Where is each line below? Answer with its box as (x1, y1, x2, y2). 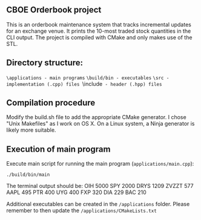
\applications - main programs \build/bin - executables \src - (6, 75, 170, 81)
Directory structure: (6, 57, 84, 68)
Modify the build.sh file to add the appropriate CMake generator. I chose (6, 114, 186, 121)
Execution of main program (6, 144, 111, 154)
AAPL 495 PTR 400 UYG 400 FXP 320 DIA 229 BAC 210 (6, 189, 147, 196)
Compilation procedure (6, 98, 96, 108)
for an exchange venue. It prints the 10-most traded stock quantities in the (6, 27, 191, 34)
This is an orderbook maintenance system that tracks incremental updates (6, 21, 192, 28)
